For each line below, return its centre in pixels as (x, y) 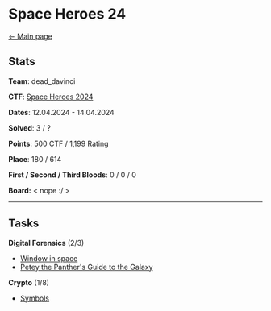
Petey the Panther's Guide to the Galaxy (86, 267)
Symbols (35, 298)
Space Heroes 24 (67, 14)
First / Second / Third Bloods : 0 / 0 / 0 (73, 175)
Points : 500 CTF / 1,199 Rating (58, 143)
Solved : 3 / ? (29, 128)
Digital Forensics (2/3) (46, 243)
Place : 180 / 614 (35, 159)
